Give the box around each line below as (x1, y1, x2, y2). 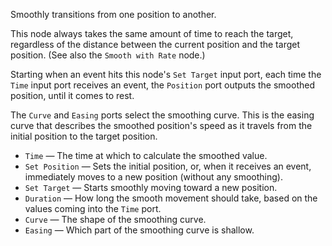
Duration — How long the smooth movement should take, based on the (24, 192, 318, 204)
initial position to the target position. (10, 130, 158, 142)
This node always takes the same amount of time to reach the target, (10, 28, 294, 39)
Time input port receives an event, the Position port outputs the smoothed (10, 79, 315, 91)
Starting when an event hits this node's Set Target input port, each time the (10, 69, 322, 80)
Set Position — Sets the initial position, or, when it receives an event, (24, 160, 312, 172)
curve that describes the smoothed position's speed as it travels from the (10, 120, 313, 131)
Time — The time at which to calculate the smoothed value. (24, 150, 268, 161)
